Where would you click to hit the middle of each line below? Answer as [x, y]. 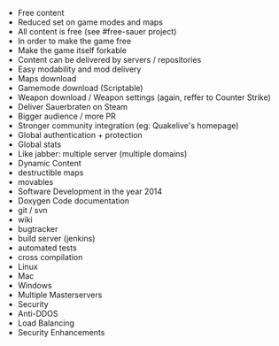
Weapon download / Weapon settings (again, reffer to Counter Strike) [144, 97]
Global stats [39, 144]
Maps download [47, 78]
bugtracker [38, 229]
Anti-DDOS [38, 314]
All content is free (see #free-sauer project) [97, 31]
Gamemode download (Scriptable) [80, 88]
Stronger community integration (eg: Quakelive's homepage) [128, 126]
